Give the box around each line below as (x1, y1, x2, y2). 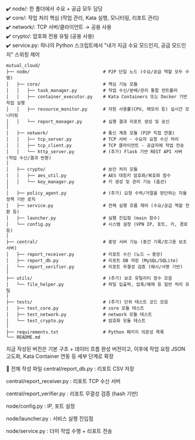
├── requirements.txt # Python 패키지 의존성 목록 (6, 329, 165, 335)
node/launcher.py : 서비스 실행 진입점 (6, 415, 94, 422)
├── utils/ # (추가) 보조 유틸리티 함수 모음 (6, 275, 173, 281)
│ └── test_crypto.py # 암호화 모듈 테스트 (6, 318, 146, 324)
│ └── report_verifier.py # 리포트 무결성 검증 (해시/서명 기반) (6, 264, 183, 270)
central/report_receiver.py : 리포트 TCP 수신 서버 (6, 378, 121, 384)
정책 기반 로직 (6, 197, 36, 202)
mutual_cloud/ (6, 63, 41, 69)
